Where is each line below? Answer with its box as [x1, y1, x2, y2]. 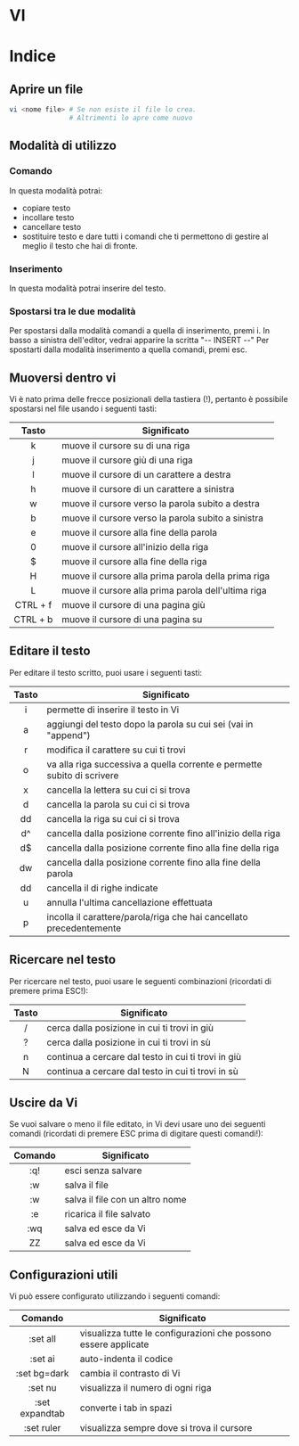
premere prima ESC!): [9, 985, 89, 996]
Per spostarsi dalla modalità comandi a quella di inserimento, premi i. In [9, 325, 271, 336]
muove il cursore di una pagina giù [61, 599, 206, 612]
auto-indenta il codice [79, 1352, 174, 1365]
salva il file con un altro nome [64, 1194, 187, 1206]
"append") [46, 728, 91, 741]
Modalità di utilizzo [9, 138, 117, 153]
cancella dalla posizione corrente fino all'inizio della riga [46, 826, 281, 839]
